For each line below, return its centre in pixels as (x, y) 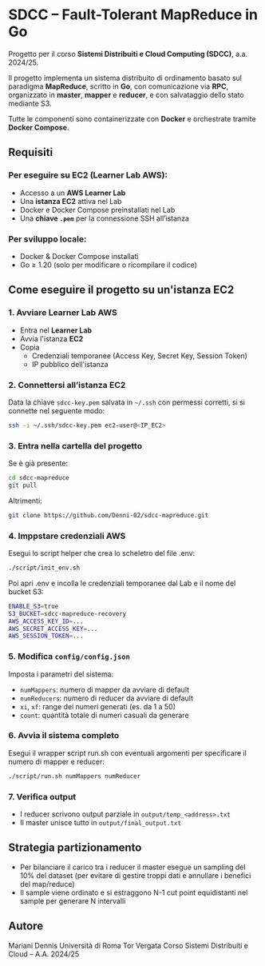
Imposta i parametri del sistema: (61, 674)
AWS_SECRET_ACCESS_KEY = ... (53, 629)
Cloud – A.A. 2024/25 (44, 954)
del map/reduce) (47, 884)
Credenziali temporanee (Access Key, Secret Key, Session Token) (139, 355)
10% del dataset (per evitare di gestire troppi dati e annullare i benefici (135, 875)
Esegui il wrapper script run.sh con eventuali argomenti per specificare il (128, 752)
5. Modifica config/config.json (69, 657)
